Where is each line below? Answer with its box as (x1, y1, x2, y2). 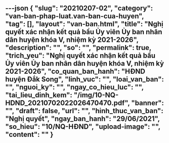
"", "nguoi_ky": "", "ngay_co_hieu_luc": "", (5, 83, 144, 91)
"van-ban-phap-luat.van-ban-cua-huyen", (5, 12, 144, 21)
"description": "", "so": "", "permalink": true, (5, 43, 152, 52)
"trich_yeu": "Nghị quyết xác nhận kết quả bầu (5, 52, 156, 60)
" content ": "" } (5, 130, 54, 139)
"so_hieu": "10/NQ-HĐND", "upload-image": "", (5, 122, 160, 131)
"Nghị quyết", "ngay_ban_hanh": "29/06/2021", (5, 115, 160, 123)
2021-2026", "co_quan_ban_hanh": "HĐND (5, 67, 146, 76)
